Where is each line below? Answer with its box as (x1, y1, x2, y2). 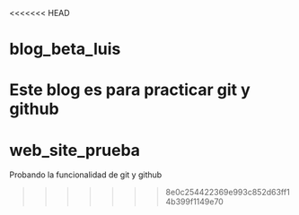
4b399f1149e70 (165, 196, 224, 207)
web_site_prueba (9, 140, 141, 160)
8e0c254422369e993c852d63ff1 (165, 187, 290, 198)
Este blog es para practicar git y (9, 80, 251, 100)
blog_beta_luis (9, 39, 121, 59)
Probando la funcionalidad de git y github (9, 169, 163, 180)
